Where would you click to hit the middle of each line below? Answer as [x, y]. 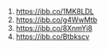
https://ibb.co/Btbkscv [53, 36]
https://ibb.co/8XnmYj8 [54, 28]
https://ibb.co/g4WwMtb [57, 20]
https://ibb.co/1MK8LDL [55, 11]
